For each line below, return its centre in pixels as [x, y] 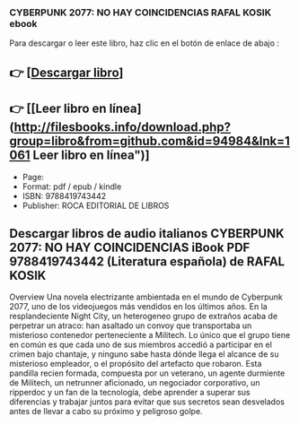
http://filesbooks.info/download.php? [123, 127]
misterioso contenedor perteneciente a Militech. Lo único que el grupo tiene [150, 335]
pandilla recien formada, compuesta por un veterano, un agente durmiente [147, 373]
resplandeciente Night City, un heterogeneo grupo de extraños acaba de [144, 317]
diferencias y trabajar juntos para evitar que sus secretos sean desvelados [147, 402]
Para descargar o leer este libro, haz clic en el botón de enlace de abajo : [145, 43]
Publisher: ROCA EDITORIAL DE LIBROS [96, 205]
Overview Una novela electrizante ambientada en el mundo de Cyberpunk [146, 297]
